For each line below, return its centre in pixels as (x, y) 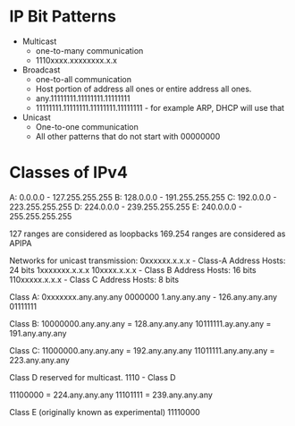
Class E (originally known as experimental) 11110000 (105, 412)
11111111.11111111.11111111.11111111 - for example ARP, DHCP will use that (160, 107)
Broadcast (41, 70)
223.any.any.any (39, 360)
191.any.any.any (38, 333)
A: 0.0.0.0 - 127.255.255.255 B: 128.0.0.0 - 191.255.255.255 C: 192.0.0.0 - (143, 197)
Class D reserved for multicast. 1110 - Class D (93, 377)
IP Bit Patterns (63, 17)
